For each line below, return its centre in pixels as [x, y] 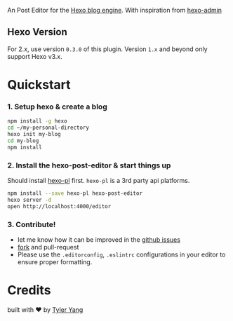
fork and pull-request [48, 247]
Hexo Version [38, 32]
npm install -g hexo [38, 121]
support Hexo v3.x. [35, 56]
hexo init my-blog [34, 135]
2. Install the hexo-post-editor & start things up [89, 165]
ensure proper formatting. [55, 261]
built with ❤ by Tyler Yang [45, 309]
